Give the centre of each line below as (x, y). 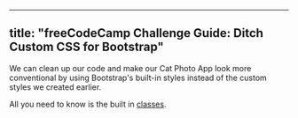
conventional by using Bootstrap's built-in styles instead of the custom (138, 77)
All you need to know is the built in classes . (88, 104)
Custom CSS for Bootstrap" (86, 47)
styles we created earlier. (55, 87)
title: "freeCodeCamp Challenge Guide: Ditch (137, 33)
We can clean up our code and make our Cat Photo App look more (130, 68)
